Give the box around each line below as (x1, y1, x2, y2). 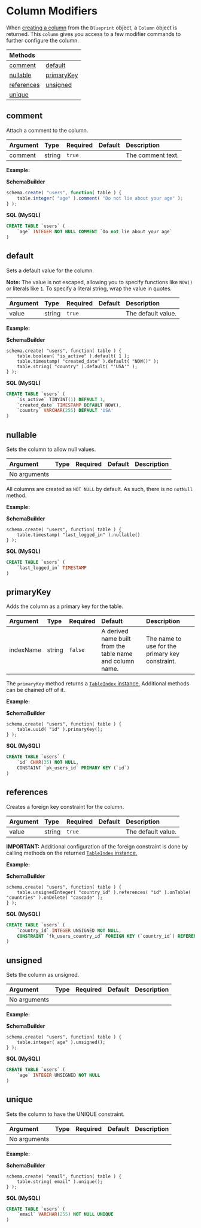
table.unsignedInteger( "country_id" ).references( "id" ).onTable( (17, 889, 191, 895)
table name (101, 649, 133, 658)
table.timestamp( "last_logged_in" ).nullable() (17, 532, 141, 538)
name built (101, 634, 131, 643)
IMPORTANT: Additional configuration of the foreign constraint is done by (6, 842, 188, 850)
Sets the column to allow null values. (6, 446, 96, 453)
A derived (101, 627, 129, 636)
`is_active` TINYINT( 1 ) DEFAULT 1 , (17, 396, 106, 402)
